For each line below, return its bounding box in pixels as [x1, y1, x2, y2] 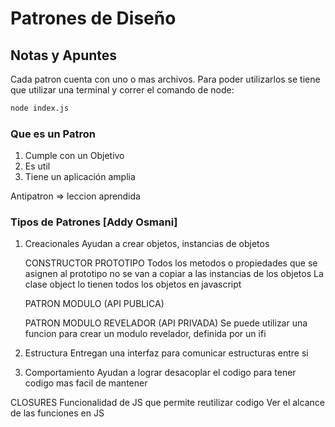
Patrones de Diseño [10, 7, 177, 30]
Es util [24, 160, 51, 172]
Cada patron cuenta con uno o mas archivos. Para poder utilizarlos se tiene [10, 73, 321, 85]
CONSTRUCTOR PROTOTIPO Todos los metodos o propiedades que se [24, 257, 318, 269]
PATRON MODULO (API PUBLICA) [24, 298, 165, 310]
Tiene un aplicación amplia [24, 171, 136, 183]
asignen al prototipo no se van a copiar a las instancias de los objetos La [24, 268, 324, 280]
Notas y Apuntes [10, 47, 118, 64]
